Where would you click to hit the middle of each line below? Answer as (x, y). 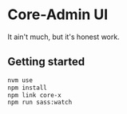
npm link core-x (34, 95)
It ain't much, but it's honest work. (64, 37)
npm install (27, 88)
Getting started (46, 62)
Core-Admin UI (58, 15)
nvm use (20, 80)
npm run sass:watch (40, 102)
